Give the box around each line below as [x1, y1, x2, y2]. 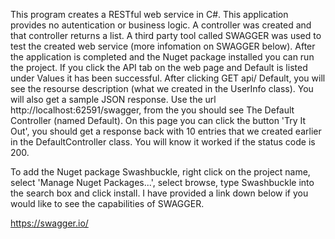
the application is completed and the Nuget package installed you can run [10, 51, 315, 63]
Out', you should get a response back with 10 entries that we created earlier [10, 125, 322, 137]
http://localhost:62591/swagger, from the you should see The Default [10, 104, 295, 116]
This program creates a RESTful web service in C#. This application [10, 9, 289, 20]
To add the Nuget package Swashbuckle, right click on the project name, [10, 166, 311, 178]
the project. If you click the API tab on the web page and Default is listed [10, 62, 308, 73]
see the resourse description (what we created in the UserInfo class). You [10, 83, 314, 94]
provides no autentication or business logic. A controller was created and [10, 19, 312, 31]
